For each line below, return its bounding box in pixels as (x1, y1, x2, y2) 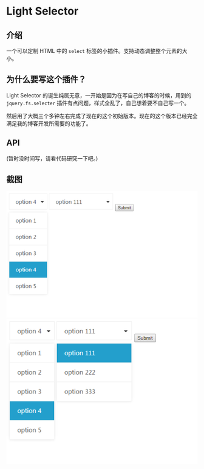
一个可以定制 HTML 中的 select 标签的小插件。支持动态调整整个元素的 (6, 47, 182, 54)
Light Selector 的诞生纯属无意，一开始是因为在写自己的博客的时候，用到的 (6, 91, 192, 99)
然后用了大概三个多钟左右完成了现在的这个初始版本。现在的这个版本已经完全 (6, 112, 198, 119)
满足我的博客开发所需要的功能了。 (6, 120, 92, 127)
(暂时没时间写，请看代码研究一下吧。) (6, 155, 98, 162)
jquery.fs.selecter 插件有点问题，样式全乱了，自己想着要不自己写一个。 (6, 99, 190, 106)
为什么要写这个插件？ (6, 74, 86, 85)
